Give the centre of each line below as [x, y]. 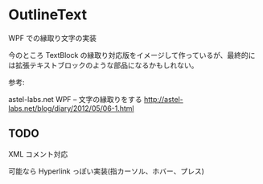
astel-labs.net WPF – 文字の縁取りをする [75, 99]
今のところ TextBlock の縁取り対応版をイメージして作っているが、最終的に [132, 55]
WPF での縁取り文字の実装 [52, 38]
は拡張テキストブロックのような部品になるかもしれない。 [103, 65]
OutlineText [47, 15]
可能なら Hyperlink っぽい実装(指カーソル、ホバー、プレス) [107, 171]
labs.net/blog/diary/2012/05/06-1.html [71, 108]
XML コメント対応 [38, 153]
